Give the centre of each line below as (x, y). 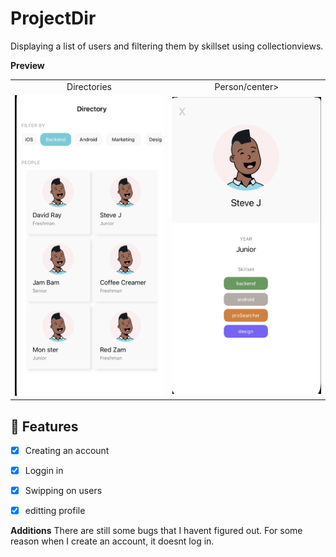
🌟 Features (44, 426)
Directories (89, 86)
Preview (27, 65)
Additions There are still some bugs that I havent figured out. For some (156, 531)
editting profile (55, 511)
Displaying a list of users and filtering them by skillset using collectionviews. (167, 46)
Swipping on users (63, 491)
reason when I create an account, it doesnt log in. (112, 541)
